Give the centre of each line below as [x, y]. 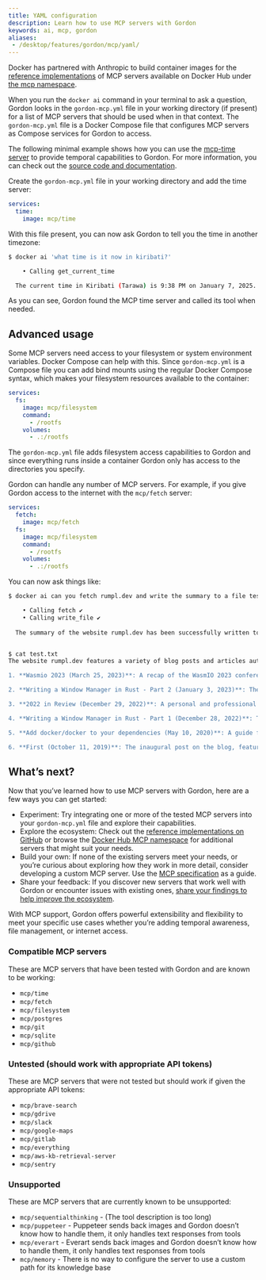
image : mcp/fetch [51, 523]
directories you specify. [47, 469]
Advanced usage [51, 334]
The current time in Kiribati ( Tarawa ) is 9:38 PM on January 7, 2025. [136, 286]
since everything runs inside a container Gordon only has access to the [124, 461]
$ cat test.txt [33, 654]
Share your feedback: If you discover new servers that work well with [133, 882]
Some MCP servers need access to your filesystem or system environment [130, 353]
